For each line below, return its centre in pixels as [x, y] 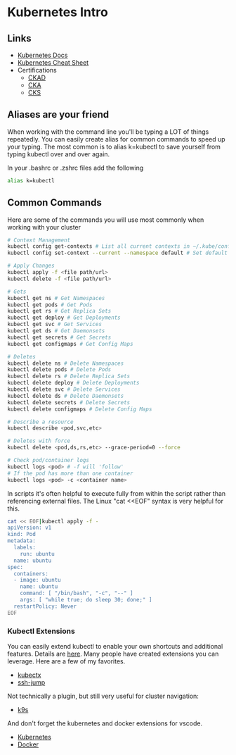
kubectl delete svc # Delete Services [64, 389]
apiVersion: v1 [29, 528]
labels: [25, 547]
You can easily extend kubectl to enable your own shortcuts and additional [115, 646]
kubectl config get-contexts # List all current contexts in [99, 247]
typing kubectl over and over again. [59, 154]
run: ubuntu [37, 554]
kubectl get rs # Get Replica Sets [59, 311]
